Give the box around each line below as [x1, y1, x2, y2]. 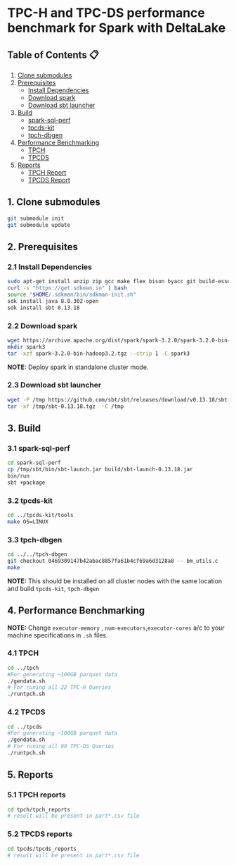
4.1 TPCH [7, 648, 39, 658]
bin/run [7, 473, 30, 480]
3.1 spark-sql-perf [7, 443, 70, 453]
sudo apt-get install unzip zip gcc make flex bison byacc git [7, 278, 197, 285]
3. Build [7, 422, 41, 434]
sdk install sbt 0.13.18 [7, 304, 80, 311]
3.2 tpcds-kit [7, 495, 53, 505]
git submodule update [7, 221, 71, 228]
